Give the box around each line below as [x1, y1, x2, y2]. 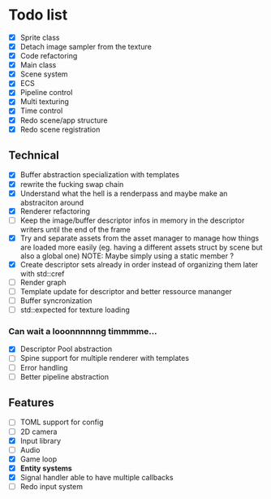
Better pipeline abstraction [19, 371, 110, 381]
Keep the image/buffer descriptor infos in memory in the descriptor [19, 215, 245, 225]
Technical [8, 149, 59, 163]
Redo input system [19, 481, 84, 491]
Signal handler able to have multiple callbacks [19, 472, 174, 482]
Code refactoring [19, 51, 78, 61]
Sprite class [19, 33, 60, 42]
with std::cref [19, 268, 65, 278]
